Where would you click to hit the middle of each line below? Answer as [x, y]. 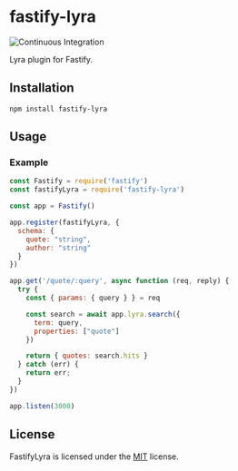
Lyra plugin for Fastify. [51, 59]
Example [29, 162]
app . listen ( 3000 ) [42, 406]
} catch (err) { [48, 365]
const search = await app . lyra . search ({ [103, 314]
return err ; [48, 373]
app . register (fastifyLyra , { [64, 223]
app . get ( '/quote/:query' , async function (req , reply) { [119, 281]
